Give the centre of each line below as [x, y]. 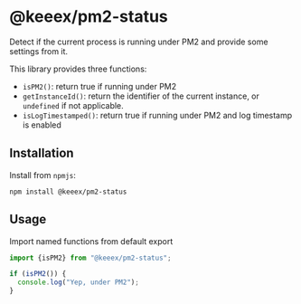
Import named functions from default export [91, 241]
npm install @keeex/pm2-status [68, 192]
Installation [42, 153]
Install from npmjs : [43, 175]
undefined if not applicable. [73, 105]
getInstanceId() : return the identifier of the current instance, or [141, 96]
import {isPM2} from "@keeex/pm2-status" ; [90, 258]
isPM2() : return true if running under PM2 [99, 86]
